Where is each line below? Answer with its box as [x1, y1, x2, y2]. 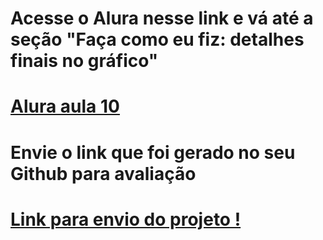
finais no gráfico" [10, 50, 159, 72]
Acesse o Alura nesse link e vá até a [10, 7, 314, 30]
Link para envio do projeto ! [10, 208, 242, 231]
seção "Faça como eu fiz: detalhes [10, 28, 305, 51]
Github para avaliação [10, 162, 197, 185]
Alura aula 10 [10, 95, 120, 118]
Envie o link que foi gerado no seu [10, 141, 296, 164]
